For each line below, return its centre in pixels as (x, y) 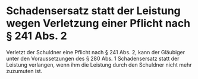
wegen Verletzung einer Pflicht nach (98, 23)
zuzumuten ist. (24, 71)
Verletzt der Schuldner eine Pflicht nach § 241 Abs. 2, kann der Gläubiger (96, 52)
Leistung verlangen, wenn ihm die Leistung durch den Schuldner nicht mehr (99, 65)
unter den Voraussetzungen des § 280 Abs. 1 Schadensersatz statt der (93, 58)
